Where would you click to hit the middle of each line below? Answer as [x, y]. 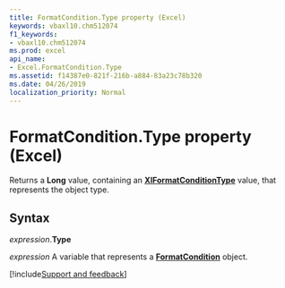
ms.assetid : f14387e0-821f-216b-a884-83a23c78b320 [106, 76]
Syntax [30, 218]
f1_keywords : [34, 34]
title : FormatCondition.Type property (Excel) [98, 17]
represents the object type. [60, 190]
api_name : [28, 59]
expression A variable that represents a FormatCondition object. [129, 257]
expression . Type [40, 240]
